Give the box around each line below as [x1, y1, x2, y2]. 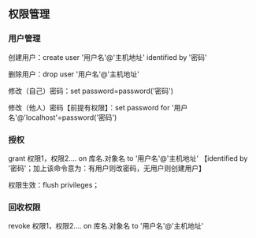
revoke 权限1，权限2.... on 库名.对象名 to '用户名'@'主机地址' [8, 221, 204, 231]
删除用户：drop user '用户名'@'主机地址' [8, 69, 139, 79]
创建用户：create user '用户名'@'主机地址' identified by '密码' [8, 52, 207, 61]
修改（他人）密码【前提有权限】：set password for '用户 [8, 102, 188, 112]
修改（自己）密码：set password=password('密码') [8, 86, 174, 95]
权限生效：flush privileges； [8, 180, 100, 189]
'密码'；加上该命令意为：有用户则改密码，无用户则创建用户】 [8, 163, 206, 173]
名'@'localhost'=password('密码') [8, 113, 117, 122]
